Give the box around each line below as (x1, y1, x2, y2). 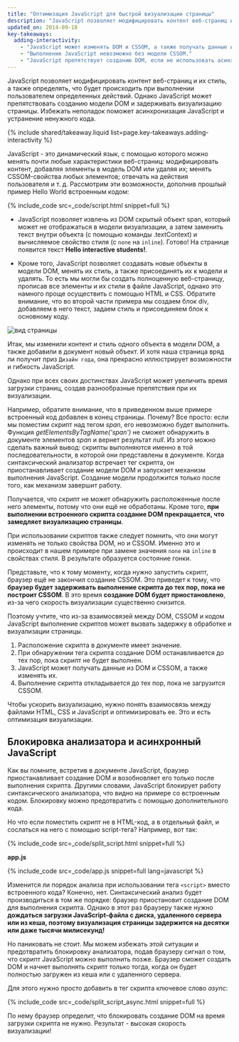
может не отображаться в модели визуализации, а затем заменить (17, 222, 223, 231)
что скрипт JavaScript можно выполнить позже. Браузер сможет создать (7, 954, 231, 963)
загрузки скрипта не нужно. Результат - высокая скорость (7, 1018, 186, 1027)
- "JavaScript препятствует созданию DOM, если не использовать (20, 57, 215, 64)
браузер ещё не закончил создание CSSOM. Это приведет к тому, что (7, 575, 221, 584)
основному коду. (17, 311, 70, 321)
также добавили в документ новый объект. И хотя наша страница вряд (7, 347, 225, 356)
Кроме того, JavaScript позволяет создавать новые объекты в (17, 259, 208, 267)
